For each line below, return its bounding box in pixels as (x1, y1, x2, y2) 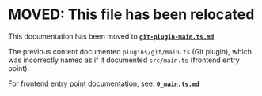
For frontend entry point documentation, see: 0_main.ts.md (8, 79, 199, 88)
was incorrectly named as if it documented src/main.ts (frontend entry (8, 55, 240, 65)
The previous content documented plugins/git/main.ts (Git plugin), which (8, 46, 252, 56)
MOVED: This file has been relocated (8, 6, 255, 24)
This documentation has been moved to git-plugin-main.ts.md (8, 31, 215, 41)
